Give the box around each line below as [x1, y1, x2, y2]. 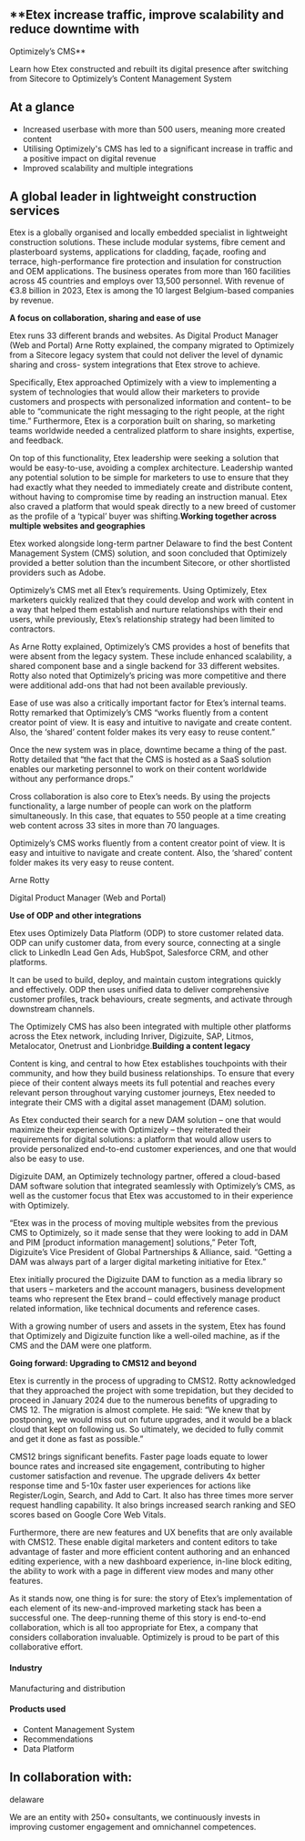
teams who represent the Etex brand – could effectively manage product [9, 1293, 280, 1304]
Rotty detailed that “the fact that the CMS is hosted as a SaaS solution [9, 754, 271, 765]
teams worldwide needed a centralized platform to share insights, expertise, [9, 426, 295, 437]
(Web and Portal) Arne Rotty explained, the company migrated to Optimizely [9, 340, 295, 351]
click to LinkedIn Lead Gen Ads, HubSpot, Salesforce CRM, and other [9, 947, 269, 958]
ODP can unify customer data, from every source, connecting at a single [9, 938, 281, 949]
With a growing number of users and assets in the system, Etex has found [9, 1321, 287, 1332]
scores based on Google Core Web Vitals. [9, 1509, 167, 1520]
